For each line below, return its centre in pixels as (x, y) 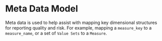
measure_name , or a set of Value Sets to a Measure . (56, 33)
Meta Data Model (42, 9)
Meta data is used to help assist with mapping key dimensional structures (81, 22)
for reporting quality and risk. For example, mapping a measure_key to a (78, 27)
